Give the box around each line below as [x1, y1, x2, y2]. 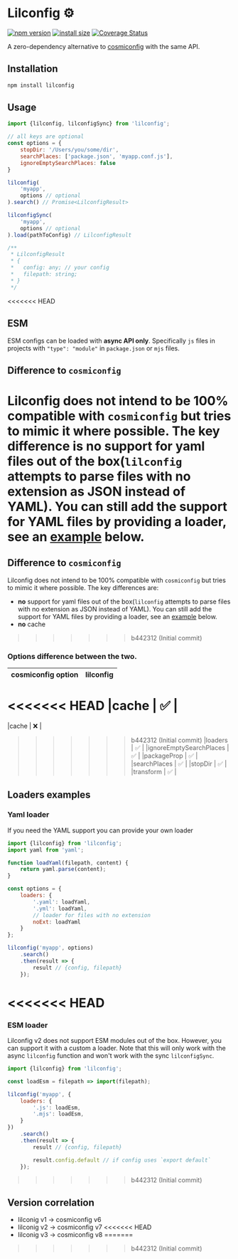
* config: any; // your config [10, 264, 110, 272]
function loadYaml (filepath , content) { [7, 859, 129, 867]
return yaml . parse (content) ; [20, 866, 107, 873]
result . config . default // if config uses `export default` [33, 1157, 212, 1164]
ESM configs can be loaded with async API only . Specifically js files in [7, 336, 215, 345]
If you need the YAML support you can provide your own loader [7, 826, 194, 835]
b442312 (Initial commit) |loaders [131, 736, 229, 744]
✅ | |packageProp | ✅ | [131, 751, 198, 760]
